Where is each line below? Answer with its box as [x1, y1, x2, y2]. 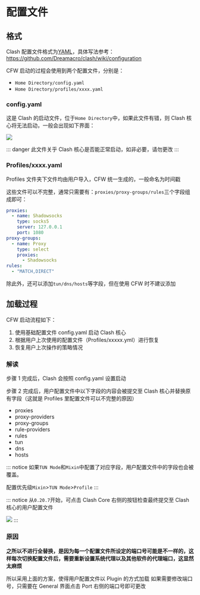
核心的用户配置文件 [6, 504, 54, 511]
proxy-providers [14, 413, 55, 421]
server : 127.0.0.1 [17, 224, 62, 230]
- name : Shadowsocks [11, 213, 62, 219]
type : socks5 [17, 218, 49, 224]
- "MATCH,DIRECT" [11, 269, 55, 275]
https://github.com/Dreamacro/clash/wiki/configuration [6, 55, 142, 61]
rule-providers [14, 426, 51, 433]
